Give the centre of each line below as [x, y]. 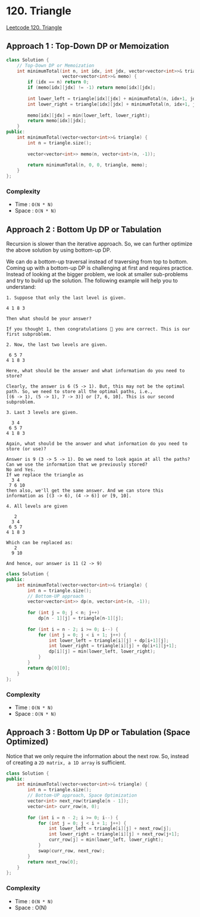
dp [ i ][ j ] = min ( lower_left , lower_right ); [102, 651]
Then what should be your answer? [49, 319]
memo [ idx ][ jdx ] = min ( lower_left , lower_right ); [89, 115]
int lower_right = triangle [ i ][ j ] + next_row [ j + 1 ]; [114, 834]
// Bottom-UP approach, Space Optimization [82, 796]
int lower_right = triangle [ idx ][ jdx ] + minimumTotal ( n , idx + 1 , [109, 104]
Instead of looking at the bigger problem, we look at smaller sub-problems [97, 275]
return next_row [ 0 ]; [53, 862]
